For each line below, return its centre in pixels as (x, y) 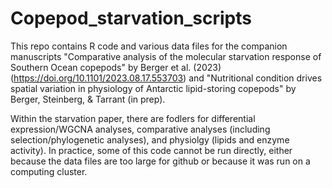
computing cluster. (49, 171)
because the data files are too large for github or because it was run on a (160, 161)
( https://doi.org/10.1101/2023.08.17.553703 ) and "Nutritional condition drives (166, 78)
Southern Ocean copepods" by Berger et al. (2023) (116, 67)
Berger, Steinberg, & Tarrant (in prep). (88, 99)
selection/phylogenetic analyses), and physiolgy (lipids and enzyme (150, 139)
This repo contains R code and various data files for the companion (149, 46)
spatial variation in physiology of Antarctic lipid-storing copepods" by (153, 88)
